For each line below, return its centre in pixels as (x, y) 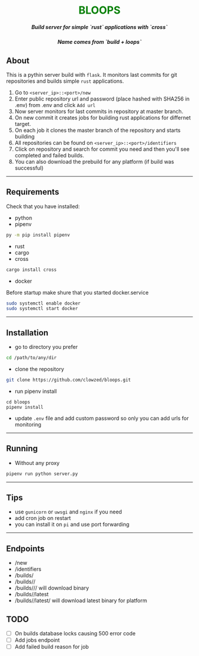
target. (23, 124)
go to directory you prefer (46, 347)
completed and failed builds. (49, 155)
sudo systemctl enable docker (44, 303)
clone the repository (39, 369)
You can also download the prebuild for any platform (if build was (94, 161)
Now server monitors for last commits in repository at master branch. (99, 111)
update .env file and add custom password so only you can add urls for (102, 418)
